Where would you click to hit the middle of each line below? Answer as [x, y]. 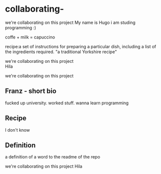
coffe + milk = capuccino [30, 37]
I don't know [18, 130]
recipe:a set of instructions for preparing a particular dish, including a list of [81, 46]
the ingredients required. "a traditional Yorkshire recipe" [61, 52]
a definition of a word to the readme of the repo [53, 157]
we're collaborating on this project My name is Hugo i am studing [70, 22]
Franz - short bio [31, 91]
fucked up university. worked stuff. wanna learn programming [67, 103]
